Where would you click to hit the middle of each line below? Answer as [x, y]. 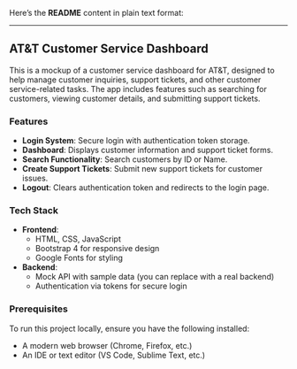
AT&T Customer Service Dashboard [109, 49]
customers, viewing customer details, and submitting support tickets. [135, 98]
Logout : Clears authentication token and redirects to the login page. [145, 188]
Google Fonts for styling [79, 258]
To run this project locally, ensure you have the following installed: [129, 328]
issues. [35, 178]
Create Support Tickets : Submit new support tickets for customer [142, 169]
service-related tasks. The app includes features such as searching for [138, 88]
